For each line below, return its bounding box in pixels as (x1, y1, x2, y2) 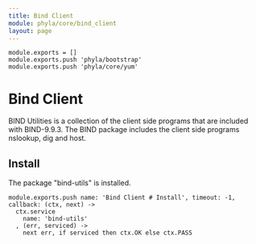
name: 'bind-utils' (23, 215, 89, 223)
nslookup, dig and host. (8, 134, 87, 143)
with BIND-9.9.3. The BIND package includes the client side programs (8, 125, 240, 134)
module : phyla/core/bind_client (8, 19, 117, 27)
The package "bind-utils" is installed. (8, 178, 131, 188)
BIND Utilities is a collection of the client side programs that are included (8, 116, 249, 126)
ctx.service (15, 208, 56, 216)
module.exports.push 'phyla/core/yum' (8, 63, 138, 71)
